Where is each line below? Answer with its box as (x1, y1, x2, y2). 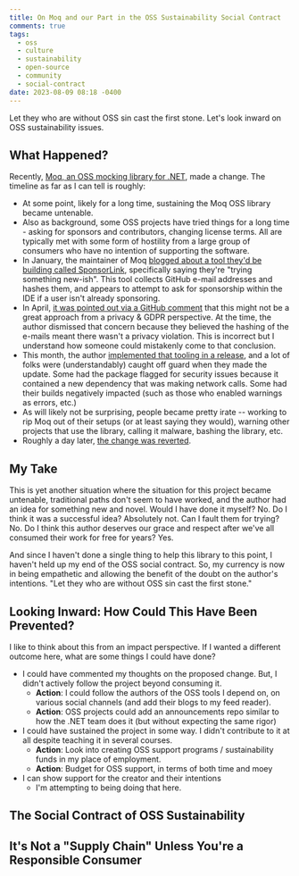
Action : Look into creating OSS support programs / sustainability (35, 744, 274, 755)
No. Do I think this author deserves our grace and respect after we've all (9, 523, 275, 534)
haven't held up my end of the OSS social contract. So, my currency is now (9, 559, 286, 570)
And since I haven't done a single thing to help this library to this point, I (9, 550, 273, 561)
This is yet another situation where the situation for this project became (9, 485, 272, 496)
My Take (9, 461, 58, 476)
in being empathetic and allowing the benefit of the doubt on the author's (9, 569, 278, 580)
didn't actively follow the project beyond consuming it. (21, 678, 222, 688)
